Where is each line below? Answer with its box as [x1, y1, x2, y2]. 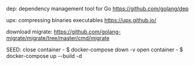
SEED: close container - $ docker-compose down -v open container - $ [6, 46, 183, 53]
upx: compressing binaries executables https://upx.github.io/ [6, 17, 157, 23]
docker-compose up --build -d [6, 52, 82, 59]
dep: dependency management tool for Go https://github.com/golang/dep [6, 5, 189, 12]
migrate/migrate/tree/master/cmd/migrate [6, 35, 110, 41]
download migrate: [6, 28, 53, 35]
